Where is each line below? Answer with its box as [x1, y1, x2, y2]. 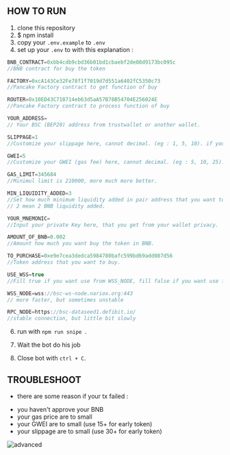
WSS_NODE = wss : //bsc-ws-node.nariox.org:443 [7, 290, 133, 297]
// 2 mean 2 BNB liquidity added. [7, 202, 106, 210]
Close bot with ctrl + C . [16, 354, 86, 362]
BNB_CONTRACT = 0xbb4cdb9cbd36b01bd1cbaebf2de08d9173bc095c [7, 58, 176, 66]
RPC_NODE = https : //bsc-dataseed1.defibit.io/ [7, 308, 136, 316]
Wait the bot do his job [16, 341, 81, 349]
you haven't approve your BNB [16, 406, 104, 413]
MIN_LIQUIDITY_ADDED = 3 [7, 190, 72, 197]
